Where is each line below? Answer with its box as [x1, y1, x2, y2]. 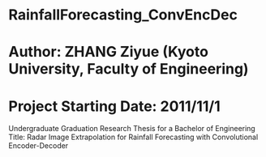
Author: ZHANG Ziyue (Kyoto [8, 43, 209, 62]
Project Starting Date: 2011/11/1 [8, 97, 221, 115]
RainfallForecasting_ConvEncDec [8, 6, 238, 24]
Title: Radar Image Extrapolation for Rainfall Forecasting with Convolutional [8, 132, 259, 142]
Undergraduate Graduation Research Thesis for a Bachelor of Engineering [8, 124, 255, 134]
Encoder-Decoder [8, 141, 69, 151]
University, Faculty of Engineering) [8, 60, 249, 78]
